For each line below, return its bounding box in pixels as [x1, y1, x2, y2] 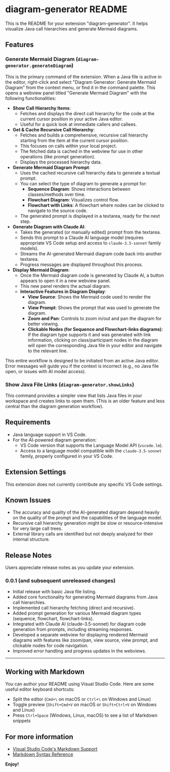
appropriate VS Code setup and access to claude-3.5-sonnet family [20, 240, 161, 246]
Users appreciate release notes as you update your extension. [5, 564, 135, 570]
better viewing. [27, 321, 59, 327]
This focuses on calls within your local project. [20, 143, 117, 149]
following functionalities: [5, 95, 57, 101]
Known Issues [5, 496, 51, 505]
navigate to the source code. [27, 207, 88, 214]
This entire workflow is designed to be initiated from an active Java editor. [5, 357, 159, 363]
